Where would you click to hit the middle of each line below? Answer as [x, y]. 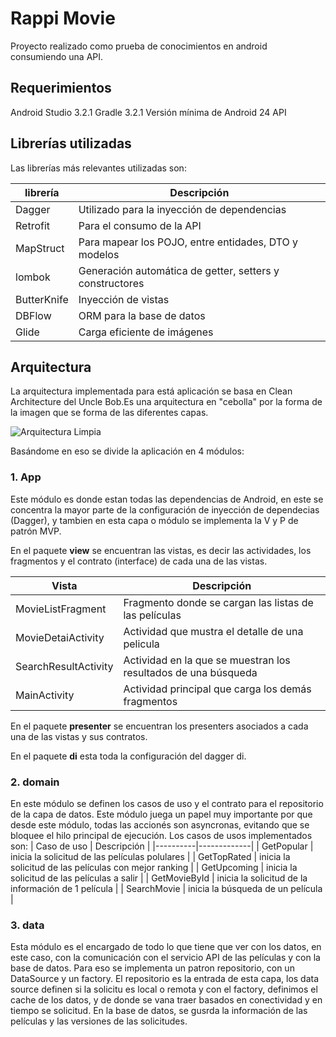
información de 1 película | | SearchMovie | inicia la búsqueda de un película [166, 888]
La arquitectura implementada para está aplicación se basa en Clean [151, 391]
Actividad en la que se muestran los [207, 660]
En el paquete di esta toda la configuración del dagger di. [128, 756]
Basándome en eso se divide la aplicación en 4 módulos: [127, 451]
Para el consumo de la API [140, 225]
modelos [99, 254]
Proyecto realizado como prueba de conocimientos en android [139, 46]
